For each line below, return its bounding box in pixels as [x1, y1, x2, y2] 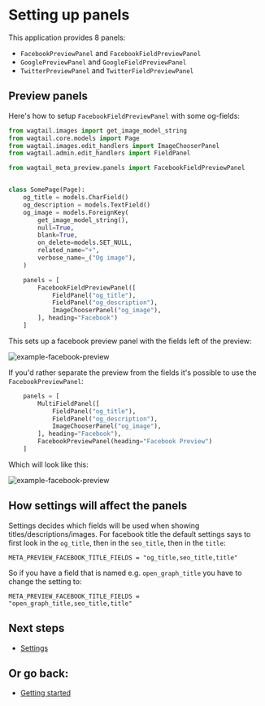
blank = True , [37, 231, 79, 239]
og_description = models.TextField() [23, 201, 151, 209]
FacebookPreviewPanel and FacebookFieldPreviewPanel [20, 48, 202, 58]
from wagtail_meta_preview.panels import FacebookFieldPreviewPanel [8, 164, 245, 172]
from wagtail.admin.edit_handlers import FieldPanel [8, 149, 191, 158]
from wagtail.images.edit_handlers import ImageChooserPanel [8, 142, 220, 150]
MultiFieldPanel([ [37, 399, 100, 407]
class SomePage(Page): [8, 185, 85, 194]
